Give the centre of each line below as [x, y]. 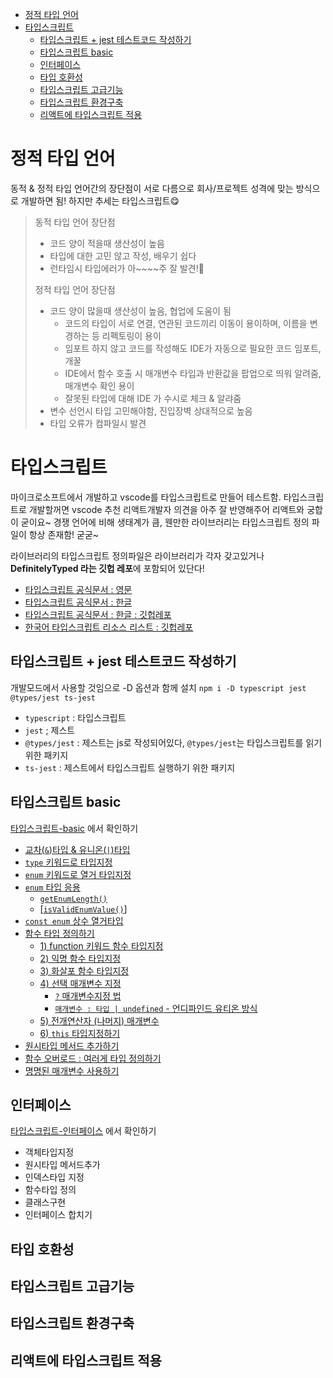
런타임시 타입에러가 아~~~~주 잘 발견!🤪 [127, 268]
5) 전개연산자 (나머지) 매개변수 [99, 1020]
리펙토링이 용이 [131, 335]
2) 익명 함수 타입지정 [80, 958]
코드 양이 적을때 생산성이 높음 [107, 243]
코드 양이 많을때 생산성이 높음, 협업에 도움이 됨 [140, 310]
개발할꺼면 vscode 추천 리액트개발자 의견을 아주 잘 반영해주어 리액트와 [166, 509]
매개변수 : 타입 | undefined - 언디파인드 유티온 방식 [156, 1008]
